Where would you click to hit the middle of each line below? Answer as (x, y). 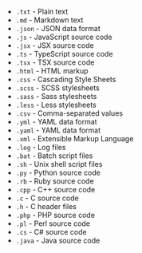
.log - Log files (41, 147)
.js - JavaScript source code (64, 37)
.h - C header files (46, 206)
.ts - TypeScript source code (64, 54)
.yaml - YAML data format (58, 130)
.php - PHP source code (55, 215)
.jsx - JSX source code (55, 45)
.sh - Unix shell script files (59, 164)
